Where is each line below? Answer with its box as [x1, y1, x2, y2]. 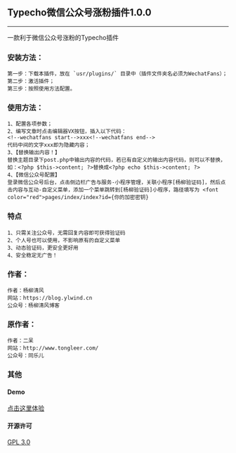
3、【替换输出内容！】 [7, 149, 61, 156]
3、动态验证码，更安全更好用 [7, 244, 79, 251]
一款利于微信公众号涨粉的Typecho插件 [7, 33, 119, 42]
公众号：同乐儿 [7, 352, 44, 359]
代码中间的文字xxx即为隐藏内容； [7, 141, 90, 149]
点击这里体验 [7, 404, 44, 413]
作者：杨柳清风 [7, 287, 44, 294]
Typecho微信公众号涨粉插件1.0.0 [7, 6, 152, 19]
